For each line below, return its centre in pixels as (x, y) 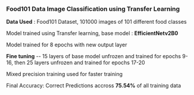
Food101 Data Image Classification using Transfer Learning (93, 9)
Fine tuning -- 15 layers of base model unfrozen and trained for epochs (94, 56)
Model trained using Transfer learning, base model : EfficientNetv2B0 (92, 33)
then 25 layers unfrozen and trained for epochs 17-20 (79, 63)
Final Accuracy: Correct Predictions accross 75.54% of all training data (94, 85)
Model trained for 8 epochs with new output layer (67, 45)
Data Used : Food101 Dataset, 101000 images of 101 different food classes (96, 22)
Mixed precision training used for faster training (65, 74)
